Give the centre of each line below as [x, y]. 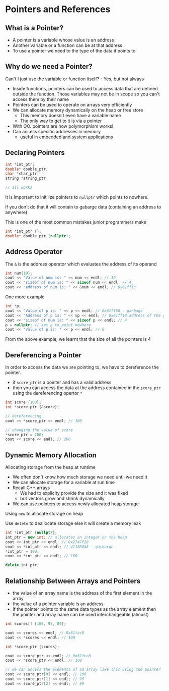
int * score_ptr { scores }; [32, 647]
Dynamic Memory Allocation [51, 455]
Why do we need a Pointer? [49, 67]
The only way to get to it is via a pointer [61, 121]
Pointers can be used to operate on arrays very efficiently [72, 104]
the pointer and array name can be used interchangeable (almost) [81, 615]
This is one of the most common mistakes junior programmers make [76, 222]
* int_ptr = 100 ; [22, 551]
